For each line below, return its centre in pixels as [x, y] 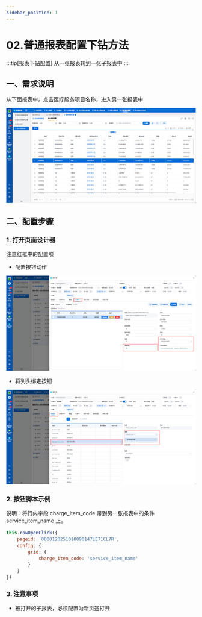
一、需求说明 [30, 83]
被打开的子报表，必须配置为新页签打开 [62, 608]
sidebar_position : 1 [32, 13]
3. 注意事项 [22, 594]
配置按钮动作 [31, 267]
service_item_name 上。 [36, 521]
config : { [29, 545]
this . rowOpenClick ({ [32, 533]
